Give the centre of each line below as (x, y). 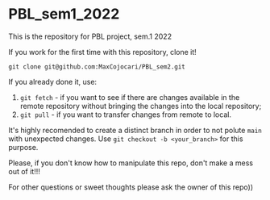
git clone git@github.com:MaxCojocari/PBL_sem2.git (97, 67)
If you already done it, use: (53, 81)
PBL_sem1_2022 (64, 14)
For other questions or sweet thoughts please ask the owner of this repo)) (131, 187)
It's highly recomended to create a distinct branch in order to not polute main (135, 130)
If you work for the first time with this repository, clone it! (103, 52)
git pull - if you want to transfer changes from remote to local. (126, 115)
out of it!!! (24, 171)
